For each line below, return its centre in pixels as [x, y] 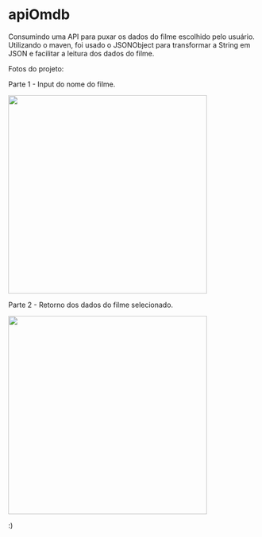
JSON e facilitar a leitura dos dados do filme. [81, 53]
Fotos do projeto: [36, 68]
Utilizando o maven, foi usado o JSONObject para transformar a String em [129, 44]
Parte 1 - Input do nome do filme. [62, 84]
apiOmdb [39, 15]
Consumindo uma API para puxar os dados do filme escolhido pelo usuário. [132, 36]
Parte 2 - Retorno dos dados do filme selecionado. [91, 305]
